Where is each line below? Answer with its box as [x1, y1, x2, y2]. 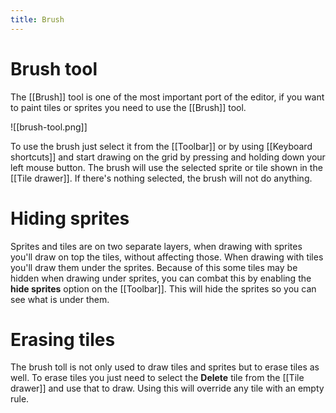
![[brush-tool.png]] [10, 121, 88, 133]
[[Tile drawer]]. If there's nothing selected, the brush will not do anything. [10, 172, 313, 184]
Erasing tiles [10, 328, 116, 351]
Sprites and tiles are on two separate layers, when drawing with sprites [10, 240, 303, 252]
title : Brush [10, 14, 65, 25]
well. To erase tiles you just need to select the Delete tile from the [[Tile [10, 372, 305, 384]
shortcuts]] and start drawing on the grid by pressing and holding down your [10, 151, 326, 163]
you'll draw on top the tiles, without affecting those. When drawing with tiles [10, 251, 324, 263]
